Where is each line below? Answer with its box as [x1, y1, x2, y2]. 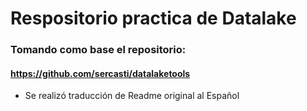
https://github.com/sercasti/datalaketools [10, 67, 191, 79]
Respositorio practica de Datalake [10, 7, 297, 30]
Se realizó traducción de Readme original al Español [24, 90, 240, 102]
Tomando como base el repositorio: [10, 43, 187, 57]
